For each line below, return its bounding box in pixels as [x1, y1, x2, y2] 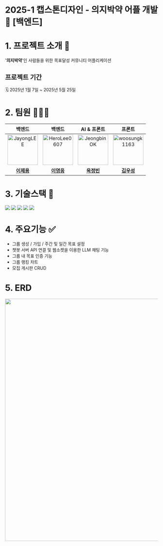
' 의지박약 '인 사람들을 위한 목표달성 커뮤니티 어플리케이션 [5, 58, 112, 63]
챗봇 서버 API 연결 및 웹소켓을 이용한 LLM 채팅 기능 [12, 247, 109, 252]
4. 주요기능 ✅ [5, 224, 56, 235]
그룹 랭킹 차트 [12, 259, 38, 265]
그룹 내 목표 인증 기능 [12, 253, 52, 259]
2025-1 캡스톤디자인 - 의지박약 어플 [5, 4, 141, 16]
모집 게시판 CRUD [12, 265, 47, 271]
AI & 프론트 [81, 125, 105, 132]
